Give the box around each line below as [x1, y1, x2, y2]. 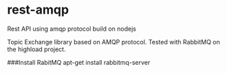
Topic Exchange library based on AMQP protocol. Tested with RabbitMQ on [7, 38, 220, 46]
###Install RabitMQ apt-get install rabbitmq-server [7, 58, 151, 66]
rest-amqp [7, 2, 69, 18]
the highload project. [7, 45, 66, 53]
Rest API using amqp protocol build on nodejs [7, 25, 136, 33]
